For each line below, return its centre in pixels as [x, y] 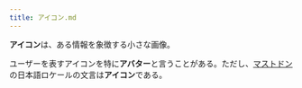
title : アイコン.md [43, 18]
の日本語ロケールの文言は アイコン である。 [88, 75]
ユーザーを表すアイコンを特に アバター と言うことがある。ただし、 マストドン [151, 63]
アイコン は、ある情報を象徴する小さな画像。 [92, 44]
